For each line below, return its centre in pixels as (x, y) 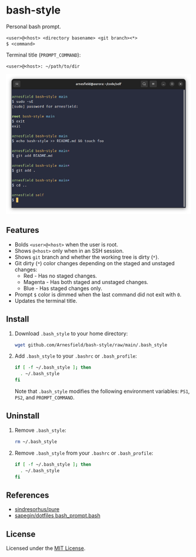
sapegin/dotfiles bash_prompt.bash (58, 516)
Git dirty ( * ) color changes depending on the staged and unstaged (94, 263)
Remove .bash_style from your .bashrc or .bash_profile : (84, 453)
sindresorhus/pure (37, 509)
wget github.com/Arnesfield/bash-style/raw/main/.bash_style (91, 345)
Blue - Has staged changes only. (63, 288)
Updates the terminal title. (46, 301)
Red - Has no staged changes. (60, 276)
